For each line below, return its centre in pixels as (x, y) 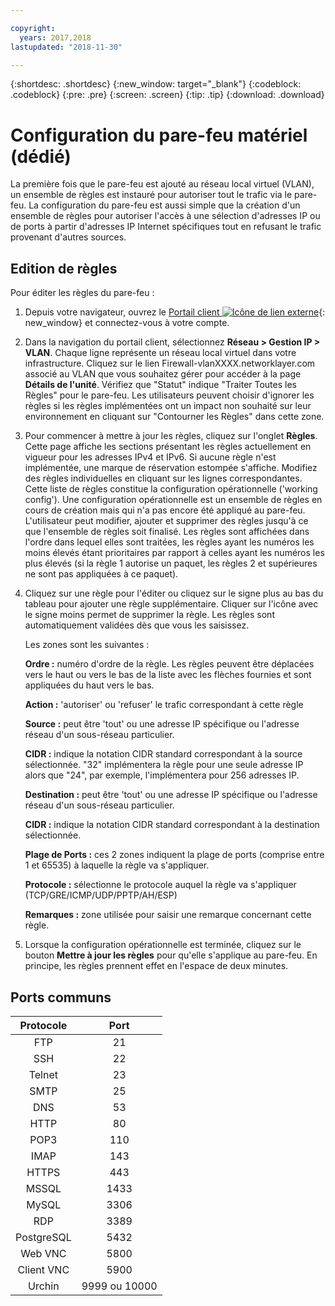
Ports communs (61, 997)
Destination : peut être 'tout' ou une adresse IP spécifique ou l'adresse (171, 795)
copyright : (33, 28)
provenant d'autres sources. (68, 237)
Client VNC (43, 1269)
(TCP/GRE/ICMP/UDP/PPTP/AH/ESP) (101, 895)
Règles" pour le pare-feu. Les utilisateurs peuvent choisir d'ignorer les (169, 395)
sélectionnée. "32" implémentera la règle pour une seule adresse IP (164, 765)
